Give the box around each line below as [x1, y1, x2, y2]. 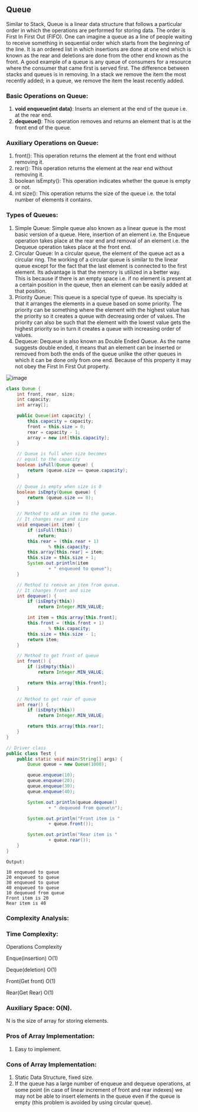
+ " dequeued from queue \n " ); [48, 804, 123, 811]
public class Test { [6, 751, 57, 757]
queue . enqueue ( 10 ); [27, 772, 76, 778]
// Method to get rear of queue [17, 696, 96, 702]
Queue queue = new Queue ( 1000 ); [27, 761, 108, 768]
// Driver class [6, 745, 46, 751]
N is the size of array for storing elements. [6, 1017, 109, 1024]
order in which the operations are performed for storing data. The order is [6, 27, 186, 34]
